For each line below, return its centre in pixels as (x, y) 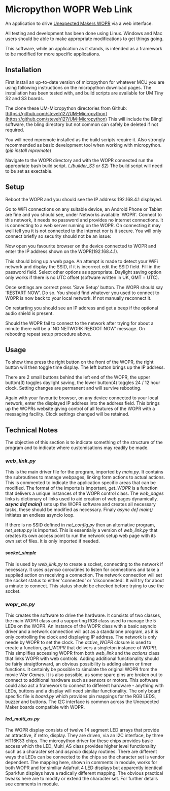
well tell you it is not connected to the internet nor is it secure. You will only (83, 231)
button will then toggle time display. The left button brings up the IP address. (85, 367)
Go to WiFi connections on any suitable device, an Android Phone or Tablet (84, 209)
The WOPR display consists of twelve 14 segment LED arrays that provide (82, 730)
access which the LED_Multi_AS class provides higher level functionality (81, 746)
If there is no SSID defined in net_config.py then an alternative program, (80, 525)
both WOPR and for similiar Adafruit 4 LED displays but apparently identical (84, 768)
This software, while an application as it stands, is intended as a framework (84, 48)
